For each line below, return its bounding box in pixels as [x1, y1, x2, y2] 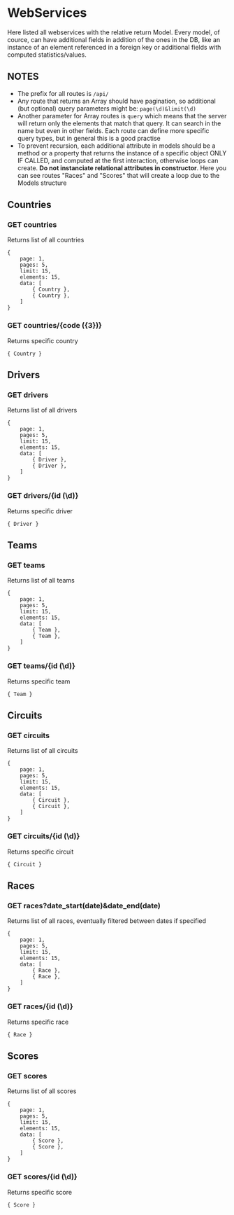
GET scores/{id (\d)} [7, 1172, 78, 1181]
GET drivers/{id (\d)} [7, 491, 79, 501]
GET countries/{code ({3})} [7, 321, 103, 331]
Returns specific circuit [7, 847, 74, 856]
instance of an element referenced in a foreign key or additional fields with [7, 43, 221, 51]
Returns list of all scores [7, 1087, 77, 1095]
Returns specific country [7, 336, 78, 345]
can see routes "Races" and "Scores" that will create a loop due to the [17, 171, 220, 179]
